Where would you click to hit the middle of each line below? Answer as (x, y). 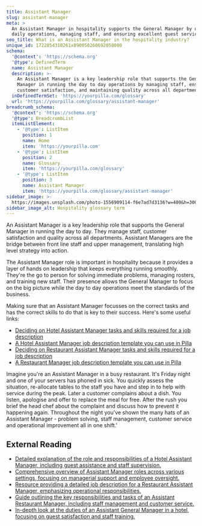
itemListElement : (33, 124)
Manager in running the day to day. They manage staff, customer (87, 231)
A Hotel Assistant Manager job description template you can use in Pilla (103, 343)
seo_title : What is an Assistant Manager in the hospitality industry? (98, 40)
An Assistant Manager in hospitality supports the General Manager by (102, 29)
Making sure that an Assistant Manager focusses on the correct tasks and (98, 306)
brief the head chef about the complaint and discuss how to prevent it (93, 406)
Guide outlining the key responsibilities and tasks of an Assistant (95, 497)
